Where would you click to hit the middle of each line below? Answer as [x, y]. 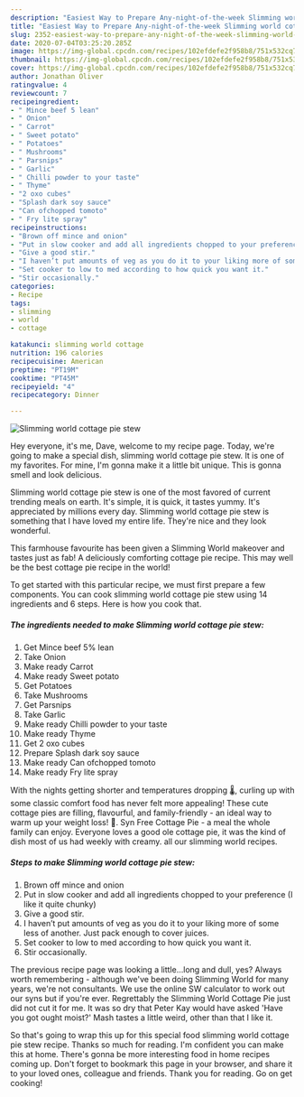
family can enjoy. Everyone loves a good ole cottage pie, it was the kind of [148, 832]
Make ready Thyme [59, 734]
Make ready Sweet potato [71, 676]
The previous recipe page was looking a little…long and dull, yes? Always [146, 970]
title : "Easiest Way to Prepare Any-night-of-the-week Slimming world [146, 26]
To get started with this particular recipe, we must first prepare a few [138, 585]
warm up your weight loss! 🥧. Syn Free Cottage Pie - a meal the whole [140, 823]
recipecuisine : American [57, 361]
